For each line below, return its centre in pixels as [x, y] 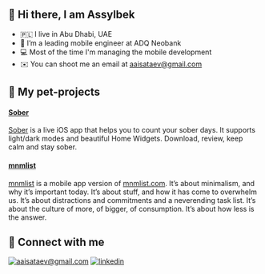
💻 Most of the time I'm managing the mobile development [116, 52]
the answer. [28, 217]
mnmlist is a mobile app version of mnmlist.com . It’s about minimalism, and [131, 183]
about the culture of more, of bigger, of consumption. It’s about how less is [131, 208]
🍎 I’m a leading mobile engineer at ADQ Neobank [100, 43]
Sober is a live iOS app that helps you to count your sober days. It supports [132, 130]
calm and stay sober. [43, 147]
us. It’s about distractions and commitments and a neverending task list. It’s [132, 200]
